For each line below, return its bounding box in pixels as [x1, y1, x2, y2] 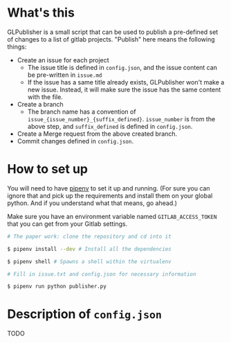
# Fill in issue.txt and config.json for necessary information [7, 270, 196, 278]
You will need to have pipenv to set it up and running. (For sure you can [7, 184, 210, 192]
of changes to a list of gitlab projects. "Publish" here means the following [7, 35, 216, 43]
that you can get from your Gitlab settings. [7, 220, 128, 228]
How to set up [7, 161, 89, 177]
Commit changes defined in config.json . [17, 137, 133, 145]
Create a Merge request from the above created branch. [17, 130, 178, 138]
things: [7, 42, 27, 51]
